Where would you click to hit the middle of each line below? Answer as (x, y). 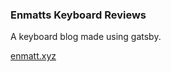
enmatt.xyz (33, 56)
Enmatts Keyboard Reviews (78, 15)
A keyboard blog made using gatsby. (86, 37)
